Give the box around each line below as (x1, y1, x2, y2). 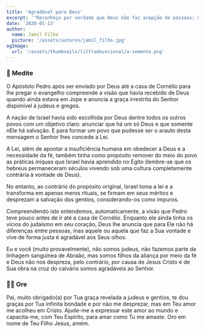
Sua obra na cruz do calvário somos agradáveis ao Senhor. (6, 265, 155, 272)
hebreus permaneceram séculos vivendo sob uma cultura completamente (6, 165, 192, 172)
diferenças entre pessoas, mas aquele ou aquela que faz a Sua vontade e (6, 227, 191, 235)
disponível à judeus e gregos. (6, 102, 81, 110)
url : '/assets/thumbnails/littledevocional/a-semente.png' (12, 49, 165, 55)
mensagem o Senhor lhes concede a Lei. (6, 134, 109, 141)
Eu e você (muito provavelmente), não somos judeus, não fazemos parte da (6, 245, 196, 253)
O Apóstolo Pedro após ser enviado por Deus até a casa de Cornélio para (6, 83, 191, 90)
